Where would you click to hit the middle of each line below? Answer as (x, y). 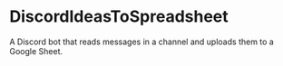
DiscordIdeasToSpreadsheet (119, 17)
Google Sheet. (36, 51)
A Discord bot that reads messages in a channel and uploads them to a (141, 42)
